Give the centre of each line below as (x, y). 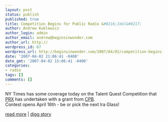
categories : (17, 65)
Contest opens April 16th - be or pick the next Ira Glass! (62, 104)
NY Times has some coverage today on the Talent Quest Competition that (81, 93)
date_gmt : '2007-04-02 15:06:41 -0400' (47, 61)
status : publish (22, 14)
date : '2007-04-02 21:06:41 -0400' (42, 56)
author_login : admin (27, 33)
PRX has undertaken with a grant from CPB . (50, 99)
